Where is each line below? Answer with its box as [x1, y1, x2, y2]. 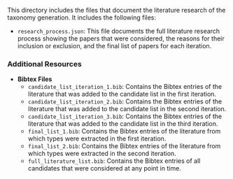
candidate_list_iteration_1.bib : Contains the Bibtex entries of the [27, 83, 223, 91]
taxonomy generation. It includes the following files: [7, 13, 156, 22]
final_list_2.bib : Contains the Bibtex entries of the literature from [27, 142, 221, 150]
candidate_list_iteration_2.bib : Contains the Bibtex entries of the [27, 97, 223, 106]
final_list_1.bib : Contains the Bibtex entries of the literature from [27, 127, 221, 136]
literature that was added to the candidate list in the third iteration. [27, 120, 218, 128]
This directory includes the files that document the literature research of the [7, 6, 226, 14]
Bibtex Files [17, 75, 52, 83]
